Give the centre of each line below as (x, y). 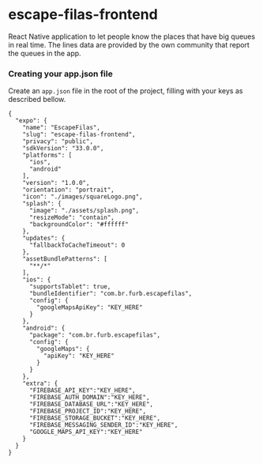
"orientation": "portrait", (68, 190)
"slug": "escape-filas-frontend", (79, 135)
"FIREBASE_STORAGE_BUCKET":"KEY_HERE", (94, 418)
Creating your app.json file (60, 74)
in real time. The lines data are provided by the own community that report (129, 44)
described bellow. (37, 100)
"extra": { (40, 384)
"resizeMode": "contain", (71, 218)
